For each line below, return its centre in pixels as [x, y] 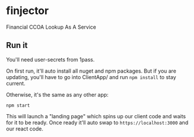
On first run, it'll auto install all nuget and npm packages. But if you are [91, 71]
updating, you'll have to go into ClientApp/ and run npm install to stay [91, 77]
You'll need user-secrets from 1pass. [51, 59]
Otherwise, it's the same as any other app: [57, 94]
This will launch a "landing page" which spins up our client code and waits [96, 116]
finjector [27, 11]
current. [16, 83]
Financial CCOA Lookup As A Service [51, 27]
